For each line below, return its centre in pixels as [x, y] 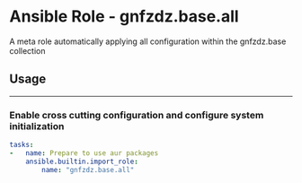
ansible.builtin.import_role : [82, 161]
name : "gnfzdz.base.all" [88, 170]
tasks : [22, 145]
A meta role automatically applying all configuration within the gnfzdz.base [148, 41]
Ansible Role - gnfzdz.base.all [124, 17]
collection [27, 50]
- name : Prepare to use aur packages [84, 153]
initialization [37, 126]
